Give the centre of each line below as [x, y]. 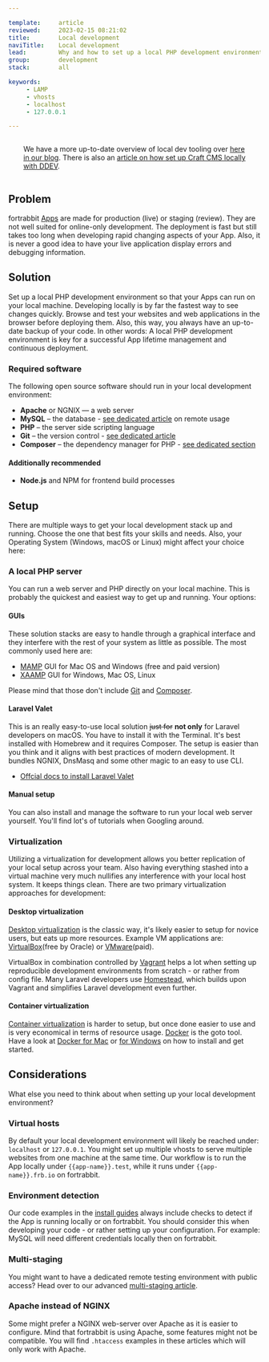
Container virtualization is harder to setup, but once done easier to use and [132, 1024]
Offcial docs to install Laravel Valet [77, 776]
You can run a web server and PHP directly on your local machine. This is [129, 589]
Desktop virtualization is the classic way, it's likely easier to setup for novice [133, 929]
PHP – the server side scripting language [87, 428]
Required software [45, 368]
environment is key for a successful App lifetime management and [117, 339]
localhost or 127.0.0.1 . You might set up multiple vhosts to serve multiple [130, 1149]
